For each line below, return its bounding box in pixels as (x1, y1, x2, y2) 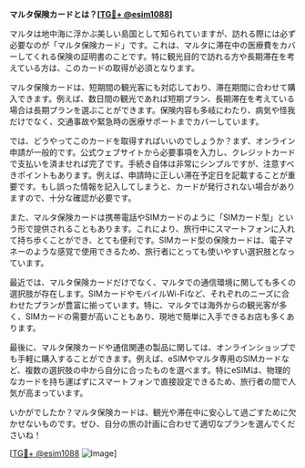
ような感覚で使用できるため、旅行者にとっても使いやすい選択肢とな (33, 246, 288, 256)
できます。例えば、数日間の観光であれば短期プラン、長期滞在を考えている (16, 93, 295, 104)
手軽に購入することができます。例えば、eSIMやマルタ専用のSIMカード (16, 353, 282, 364)
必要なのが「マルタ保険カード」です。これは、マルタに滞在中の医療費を (9, 40, 280, 50)
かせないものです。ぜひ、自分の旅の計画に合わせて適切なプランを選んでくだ (9, 419, 296, 429)
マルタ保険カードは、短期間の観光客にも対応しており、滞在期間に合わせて (9, 82, 289, 92)
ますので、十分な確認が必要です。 (9, 192, 137, 203)
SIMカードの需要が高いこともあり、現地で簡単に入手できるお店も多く (25, 311, 287, 322)
